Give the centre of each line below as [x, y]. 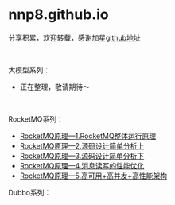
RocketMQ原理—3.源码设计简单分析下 [82, 156]
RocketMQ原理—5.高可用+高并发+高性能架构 [93, 176]
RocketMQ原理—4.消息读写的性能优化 [82, 165]
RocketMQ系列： [36, 119]
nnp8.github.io [58, 15]
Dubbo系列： [30, 192]
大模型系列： [29, 70]
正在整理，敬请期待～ [54, 87]
